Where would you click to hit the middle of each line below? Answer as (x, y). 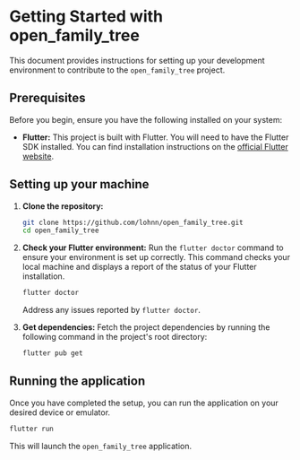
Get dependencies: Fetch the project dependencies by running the (146, 327)
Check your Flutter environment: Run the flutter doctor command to (153, 247)
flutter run (31, 429)
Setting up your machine (79, 184)
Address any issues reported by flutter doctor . (111, 310)
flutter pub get (52, 353)
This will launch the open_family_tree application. (101, 446)
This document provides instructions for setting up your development (137, 60)
